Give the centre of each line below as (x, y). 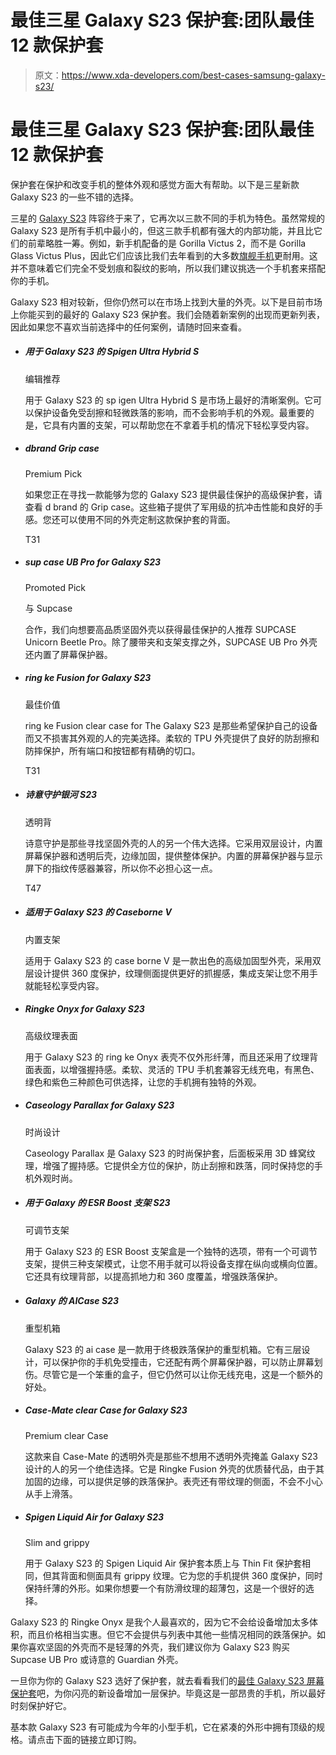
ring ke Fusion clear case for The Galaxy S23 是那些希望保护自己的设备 (171, 725)
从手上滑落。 (51, 1493)
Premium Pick (53, 473)
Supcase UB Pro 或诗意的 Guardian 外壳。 (97, 1659)
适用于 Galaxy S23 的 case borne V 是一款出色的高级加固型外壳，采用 (168, 960)
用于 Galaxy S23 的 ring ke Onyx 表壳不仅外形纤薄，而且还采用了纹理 (167, 1057)
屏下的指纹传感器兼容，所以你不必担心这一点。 (121, 868)
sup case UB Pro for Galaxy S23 (93, 562)
